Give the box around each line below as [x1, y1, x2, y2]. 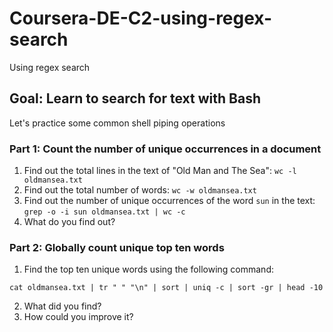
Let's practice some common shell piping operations [9, 117, 226, 129]
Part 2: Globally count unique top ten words [9, 240, 225, 254]
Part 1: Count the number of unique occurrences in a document [9, 142, 322, 156]
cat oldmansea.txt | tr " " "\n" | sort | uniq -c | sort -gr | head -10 [9, 283, 324, 293]
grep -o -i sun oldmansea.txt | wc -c [23, 207, 186, 217]
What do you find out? [23, 216, 116, 228]
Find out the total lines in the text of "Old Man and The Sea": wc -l [23, 165, 297, 177]
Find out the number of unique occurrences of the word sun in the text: [23, 195, 316, 207]
